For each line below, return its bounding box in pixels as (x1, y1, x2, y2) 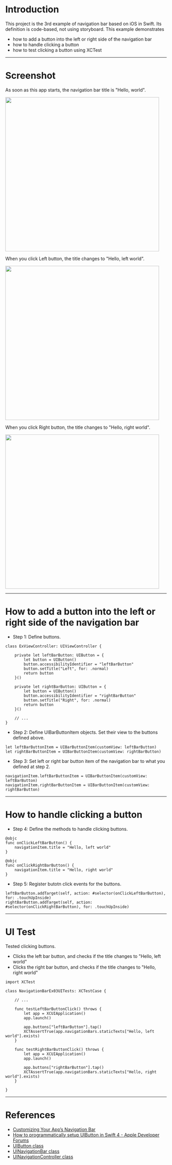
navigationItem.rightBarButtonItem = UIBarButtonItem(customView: (5, 782, 150, 788)
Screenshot (5, 70, 56, 82)
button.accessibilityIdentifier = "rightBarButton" (24, 693, 137, 698)
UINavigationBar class (12, 1148, 60, 1154)
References (5, 1109, 55, 1121)
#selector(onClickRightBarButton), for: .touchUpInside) (5, 904, 130, 909)
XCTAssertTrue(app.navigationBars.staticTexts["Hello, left (24, 1029, 155, 1034)
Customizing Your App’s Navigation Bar (12, 1126, 96, 1132)
